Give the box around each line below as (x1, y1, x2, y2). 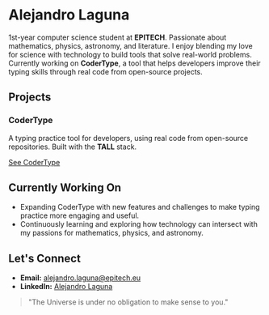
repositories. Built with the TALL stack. (8, 142, 137, 151)
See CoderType (8, 157, 61, 167)
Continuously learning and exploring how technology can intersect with (19, 219, 258, 229)
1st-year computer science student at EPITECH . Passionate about (8, 32, 227, 42)
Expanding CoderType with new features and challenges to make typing (19, 202, 260, 212)
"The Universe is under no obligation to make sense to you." (27, 297, 229, 307)
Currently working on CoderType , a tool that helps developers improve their (8, 58, 261, 68)
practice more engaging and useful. (19, 211, 140, 220)
